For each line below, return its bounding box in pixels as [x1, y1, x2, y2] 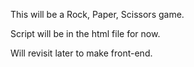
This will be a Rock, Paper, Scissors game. [10, 9, 185, 20]
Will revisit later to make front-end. [10, 47, 153, 59]
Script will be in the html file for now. [10, 28, 161, 39]
